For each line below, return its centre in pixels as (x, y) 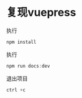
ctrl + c (16, 90)
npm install (21, 42)
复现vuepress (41, 12)
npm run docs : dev (28, 66)
